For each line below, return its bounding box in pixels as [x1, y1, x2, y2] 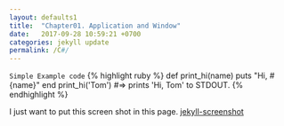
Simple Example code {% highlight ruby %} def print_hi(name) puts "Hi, [9, 70, 268, 81]
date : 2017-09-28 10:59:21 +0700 [9, 29, 142, 38]
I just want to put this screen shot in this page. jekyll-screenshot [9, 106, 245, 117]
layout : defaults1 [9, 12, 77, 22]
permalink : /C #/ [9, 46, 69, 55]
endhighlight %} [9, 90, 69, 100]
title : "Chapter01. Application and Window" [9, 21, 181, 30]
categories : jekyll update [9, 37, 110, 47]
